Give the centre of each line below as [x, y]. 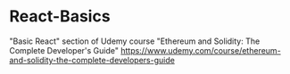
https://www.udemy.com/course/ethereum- [200, 50]
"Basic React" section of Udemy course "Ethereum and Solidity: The [135, 41]
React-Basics [60, 16]
